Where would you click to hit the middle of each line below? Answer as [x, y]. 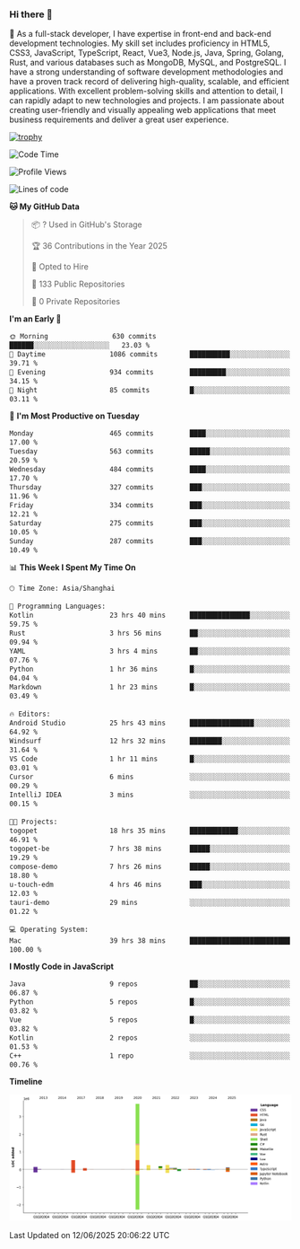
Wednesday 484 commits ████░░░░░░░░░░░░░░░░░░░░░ [150, 470]
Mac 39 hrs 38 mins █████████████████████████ [150, 941]
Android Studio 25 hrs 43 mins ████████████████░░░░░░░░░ [150, 723]
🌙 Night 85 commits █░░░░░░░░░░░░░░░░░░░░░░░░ [150, 391]
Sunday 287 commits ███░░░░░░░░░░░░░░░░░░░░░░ [150, 541]
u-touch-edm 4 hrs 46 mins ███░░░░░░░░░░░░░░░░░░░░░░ [150, 885]
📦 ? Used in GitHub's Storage [87, 224]
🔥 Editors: [30, 714]
